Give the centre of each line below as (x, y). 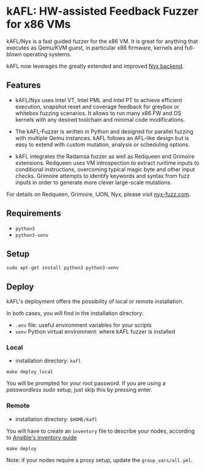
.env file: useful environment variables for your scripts (83, 325)
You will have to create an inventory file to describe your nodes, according (100, 431)
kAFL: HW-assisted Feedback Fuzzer (102, 11)
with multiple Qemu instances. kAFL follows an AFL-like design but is (102, 138)
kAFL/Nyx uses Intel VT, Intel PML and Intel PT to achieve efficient (99, 100)
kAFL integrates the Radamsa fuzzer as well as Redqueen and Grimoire (105, 156)
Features (24, 85)
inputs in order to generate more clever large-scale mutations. (94, 182)
